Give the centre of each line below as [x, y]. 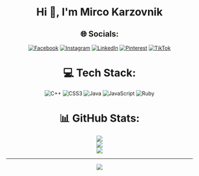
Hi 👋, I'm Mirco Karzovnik [99, 12]
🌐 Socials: [99, 34]
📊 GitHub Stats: [99, 118]
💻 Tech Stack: [99, 73]
